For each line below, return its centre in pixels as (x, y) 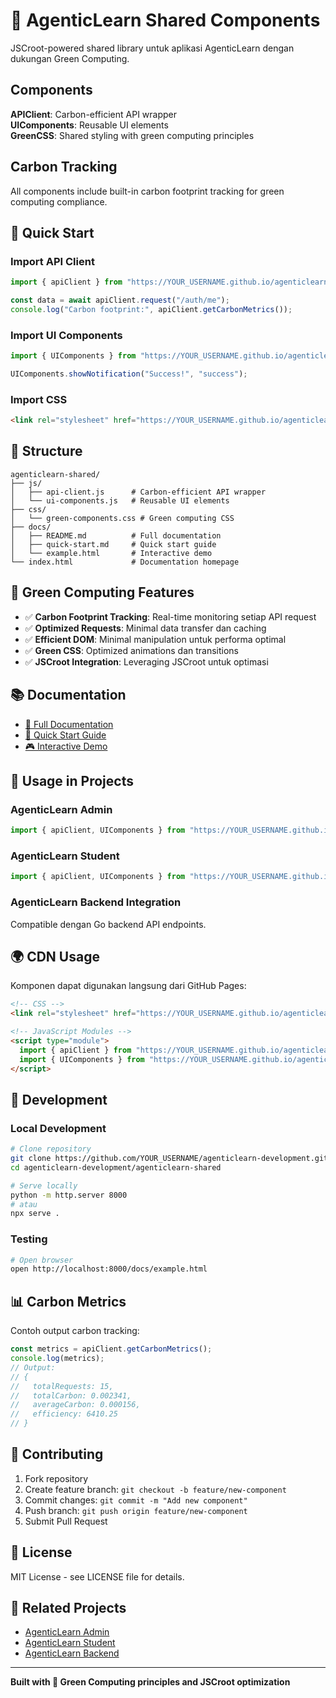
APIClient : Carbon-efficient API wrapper (93, 114)
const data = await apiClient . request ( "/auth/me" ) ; (120, 300)
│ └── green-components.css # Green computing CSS (122, 518)
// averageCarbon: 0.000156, (75, 1405)
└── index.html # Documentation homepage (125, 562)
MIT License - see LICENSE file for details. (97, 1576)
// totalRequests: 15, (62, 1386)
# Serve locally (44, 1185)
